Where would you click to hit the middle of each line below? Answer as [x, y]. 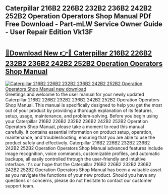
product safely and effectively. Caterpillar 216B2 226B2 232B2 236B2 [78, 143]
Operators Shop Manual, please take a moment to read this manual [75, 127]
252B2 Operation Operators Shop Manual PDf [78, 16]
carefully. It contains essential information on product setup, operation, [79, 132]
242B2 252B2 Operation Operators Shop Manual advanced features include [84, 148]
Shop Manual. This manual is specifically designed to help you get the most [84, 105]
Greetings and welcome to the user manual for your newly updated [75, 94]
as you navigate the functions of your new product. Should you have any [81, 175]
